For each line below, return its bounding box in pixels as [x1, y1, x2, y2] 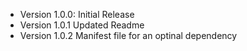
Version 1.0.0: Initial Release [19, 9, 135, 20]
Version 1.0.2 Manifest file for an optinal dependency [19, 30, 238, 41]
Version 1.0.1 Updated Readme [19, 19, 145, 31]
